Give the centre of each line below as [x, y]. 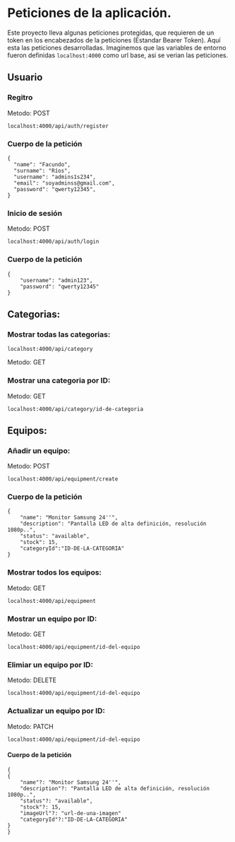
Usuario [25, 77]
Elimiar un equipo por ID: [50, 665]
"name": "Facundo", [42, 164]
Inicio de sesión [35, 213]
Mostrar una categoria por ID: [59, 381]
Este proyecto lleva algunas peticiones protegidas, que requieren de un [111, 33]
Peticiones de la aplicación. [89, 13]
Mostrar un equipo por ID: [52, 618]
